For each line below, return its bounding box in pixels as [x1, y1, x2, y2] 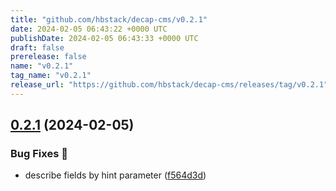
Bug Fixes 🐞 [10, 147, 68, 161]
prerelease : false [10, 52, 87, 62]
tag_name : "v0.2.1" [10, 71, 92, 81]
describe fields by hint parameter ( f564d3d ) [24, 169, 207, 181]
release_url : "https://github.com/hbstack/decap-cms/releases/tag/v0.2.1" [10, 80, 329, 90]
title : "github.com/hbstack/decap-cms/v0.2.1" [10, 14, 208, 25]
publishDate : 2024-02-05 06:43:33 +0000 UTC [10, 33, 199, 43]
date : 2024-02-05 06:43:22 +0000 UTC [10, 24, 168, 34]
